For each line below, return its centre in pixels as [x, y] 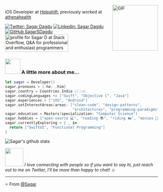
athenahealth [18, 17]
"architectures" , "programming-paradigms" [116, 109]
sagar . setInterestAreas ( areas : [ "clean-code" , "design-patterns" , [73, 105]
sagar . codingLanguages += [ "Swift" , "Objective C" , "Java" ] [67, 96]
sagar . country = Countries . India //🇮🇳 [45, 91]
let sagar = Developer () [30, 82]
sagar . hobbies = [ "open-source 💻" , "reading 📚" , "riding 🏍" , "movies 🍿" [82, 119]
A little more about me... [50, 72]
